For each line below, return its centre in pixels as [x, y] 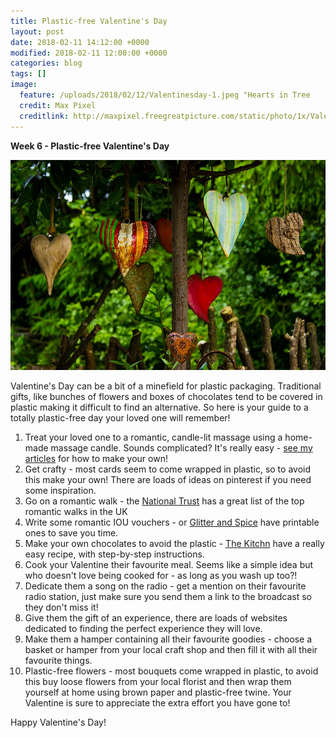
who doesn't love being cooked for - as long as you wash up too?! [161, 575]
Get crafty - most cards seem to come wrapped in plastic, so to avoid [167, 469]
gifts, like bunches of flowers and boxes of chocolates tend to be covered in [166, 396]
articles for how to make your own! [96, 458]
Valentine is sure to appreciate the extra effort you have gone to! [157, 702]
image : [24, 85]
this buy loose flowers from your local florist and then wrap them [158, 681]
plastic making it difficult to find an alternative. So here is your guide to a [159, 407]
